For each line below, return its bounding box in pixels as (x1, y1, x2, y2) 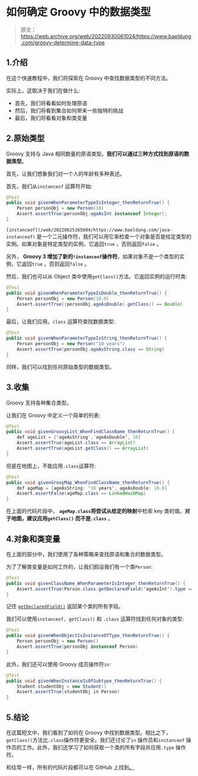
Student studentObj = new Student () (16, 683, 107, 689)
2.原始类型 (6, 134, 45, 144)
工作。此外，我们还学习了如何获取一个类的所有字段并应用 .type (21, 744, 174, 751)
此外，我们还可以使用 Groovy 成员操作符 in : (6, 660, 111, 668)
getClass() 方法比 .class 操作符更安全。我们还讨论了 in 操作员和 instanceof (6, 736, 185, 743)
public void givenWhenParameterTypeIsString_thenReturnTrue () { (6, 335, 167, 342)
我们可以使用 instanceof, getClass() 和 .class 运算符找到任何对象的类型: (6, 615, 184, 622)
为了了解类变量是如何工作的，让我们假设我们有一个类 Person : (6, 563, 153, 570)
